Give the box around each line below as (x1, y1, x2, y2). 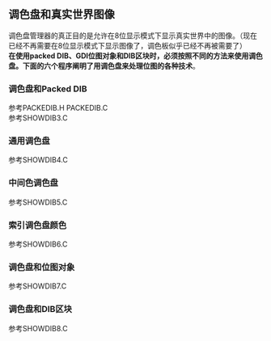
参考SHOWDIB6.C (8, 239, 68, 249)
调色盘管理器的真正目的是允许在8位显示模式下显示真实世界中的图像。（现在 (8, 31, 257, 40)
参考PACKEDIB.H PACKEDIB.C (8, 103, 108, 113)
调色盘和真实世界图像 (8, 7, 115, 22)
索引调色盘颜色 (8, 219, 67, 230)
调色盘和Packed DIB (8, 83, 87, 95)
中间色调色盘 (8, 177, 59, 188)
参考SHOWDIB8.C (8, 323, 68, 333)
